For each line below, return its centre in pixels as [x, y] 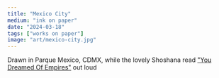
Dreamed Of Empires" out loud [52, 67]
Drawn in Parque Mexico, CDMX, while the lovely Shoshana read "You [109, 60]
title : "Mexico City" [39, 14]
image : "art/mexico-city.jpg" [52, 40]
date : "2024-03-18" [36, 27]
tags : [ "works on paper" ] [45, 33]
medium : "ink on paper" [43, 20]
